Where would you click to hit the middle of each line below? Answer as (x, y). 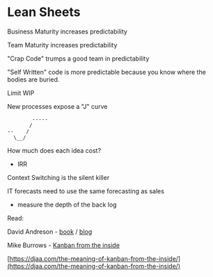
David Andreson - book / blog (50, 232)
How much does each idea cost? (54, 150)
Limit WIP (21, 93)
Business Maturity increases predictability (67, 31)
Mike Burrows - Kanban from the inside (64, 245)
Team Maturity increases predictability (62, 45)
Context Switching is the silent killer (58, 177)
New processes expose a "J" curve (57, 106)
